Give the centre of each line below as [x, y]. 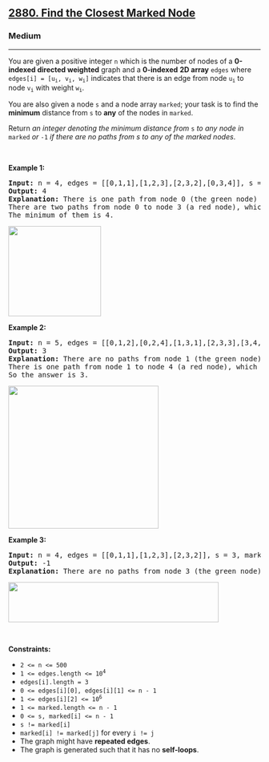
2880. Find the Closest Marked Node [102, 13]
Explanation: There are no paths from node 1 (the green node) [135, 359]
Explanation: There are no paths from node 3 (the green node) [135, 571]
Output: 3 [27, 351]
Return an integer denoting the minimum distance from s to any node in [126, 128]
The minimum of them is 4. [61, 215]
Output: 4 [27, 191]
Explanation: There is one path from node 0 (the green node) [133, 199]
